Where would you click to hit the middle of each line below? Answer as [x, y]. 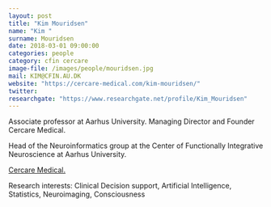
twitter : [23, 91]
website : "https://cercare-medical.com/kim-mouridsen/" [104, 83]
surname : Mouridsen [41, 38]
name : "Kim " [30, 31]
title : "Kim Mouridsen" [49, 23]
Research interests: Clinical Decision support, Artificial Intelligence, [120, 186]
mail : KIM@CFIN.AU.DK [45, 76]
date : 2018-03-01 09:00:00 [54, 46]
